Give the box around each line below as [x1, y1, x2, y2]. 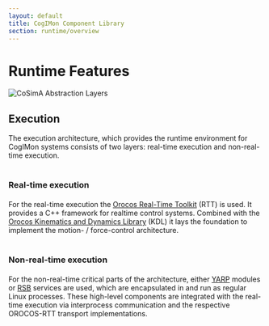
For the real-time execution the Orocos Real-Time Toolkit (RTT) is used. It [8, 200, 252, 210]
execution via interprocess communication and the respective [24, 300, 230, 310]
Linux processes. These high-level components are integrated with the [8, 292, 244, 302]
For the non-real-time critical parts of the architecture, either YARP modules [8, 274, 261, 284]
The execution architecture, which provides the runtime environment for [8, 133, 248, 143]
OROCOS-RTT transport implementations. [8, 309, 148, 319]
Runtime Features [8, 61, 130, 80]
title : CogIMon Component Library [8, 19, 125, 28]
